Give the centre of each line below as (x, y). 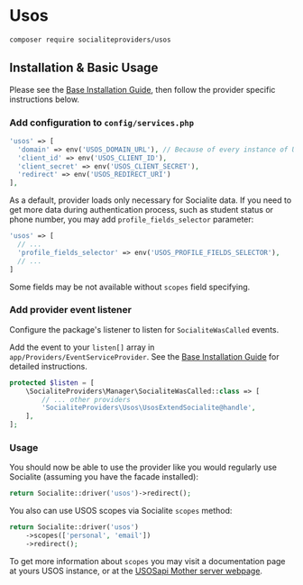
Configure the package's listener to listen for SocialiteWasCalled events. (144, 329)
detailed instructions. (48, 366)
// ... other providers (86, 399)
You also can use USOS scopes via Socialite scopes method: (121, 511)
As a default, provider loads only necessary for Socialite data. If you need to (151, 200)
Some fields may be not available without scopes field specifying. (130, 287)
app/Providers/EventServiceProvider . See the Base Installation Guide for (144, 356)
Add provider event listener (71, 310)
